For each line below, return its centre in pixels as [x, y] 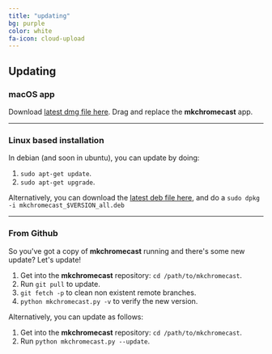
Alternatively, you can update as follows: [76, 317]
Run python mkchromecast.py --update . [85, 341]
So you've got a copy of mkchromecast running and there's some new [127, 251]
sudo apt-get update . [55, 174]
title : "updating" [39, 16]
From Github [33, 234]
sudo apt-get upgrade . [57, 182]
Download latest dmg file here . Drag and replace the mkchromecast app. [131, 112]
